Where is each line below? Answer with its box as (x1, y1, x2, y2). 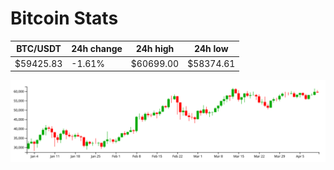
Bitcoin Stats (10, 7, 119, 30)
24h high (135, 43, 175, 55)
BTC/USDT (16, 43, 62, 55)
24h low (193, 43, 229, 55)
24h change (71, 43, 123, 55)
